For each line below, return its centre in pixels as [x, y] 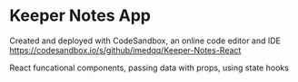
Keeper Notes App [80, 16]
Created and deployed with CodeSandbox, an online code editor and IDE [145, 41]
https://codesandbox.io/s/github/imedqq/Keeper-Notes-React [125, 50]
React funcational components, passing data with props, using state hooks [149, 68]
